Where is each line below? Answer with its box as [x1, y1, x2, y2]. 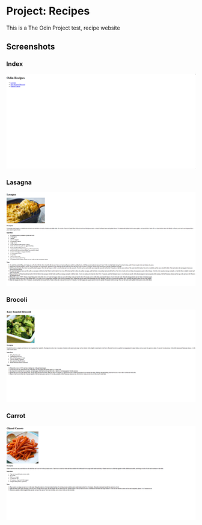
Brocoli [6, 295, 28, 304]
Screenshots [6, 42, 55, 52]
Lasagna [6, 178, 32, 186]
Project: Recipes [6, 4, 90, 18]
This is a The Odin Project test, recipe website [6, 24, 120, 31]
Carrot [6, 412, 26, 420]
